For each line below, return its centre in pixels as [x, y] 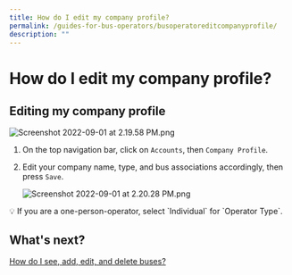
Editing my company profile [88, 111]
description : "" [39, 34]
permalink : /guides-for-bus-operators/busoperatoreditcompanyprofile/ [143, 26]
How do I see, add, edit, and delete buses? [88, 262]
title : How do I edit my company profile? [89, 17]
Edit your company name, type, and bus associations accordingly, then [153, 167]
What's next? [47, 240]
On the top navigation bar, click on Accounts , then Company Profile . [145, 150]
